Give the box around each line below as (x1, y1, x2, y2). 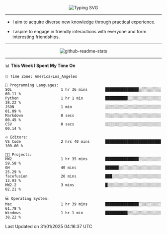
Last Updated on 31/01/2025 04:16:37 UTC (5, 224, 93, 229)
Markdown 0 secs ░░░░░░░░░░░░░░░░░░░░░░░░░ (5, 113, 162, 118)
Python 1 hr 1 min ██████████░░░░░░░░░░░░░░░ (5, 96, 162, 101)
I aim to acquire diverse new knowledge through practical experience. (12, 19, 156, 25)
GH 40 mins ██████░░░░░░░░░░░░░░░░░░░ (5, 165, 162, 170)
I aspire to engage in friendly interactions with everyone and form (12, 29, 147, 34)
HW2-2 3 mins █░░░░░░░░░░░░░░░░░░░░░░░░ (5, 182, 162, 187)
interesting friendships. (12, 34, 60, 40)
